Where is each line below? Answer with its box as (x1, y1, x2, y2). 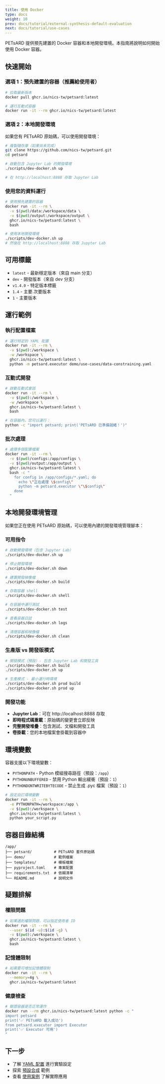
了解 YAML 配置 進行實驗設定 (12, 1061, 72, 1067)
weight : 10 (5, 16, 28, 21)
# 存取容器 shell (5, 588, 38, 594)
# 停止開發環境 (5, 561, 32, 566)
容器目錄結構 (5, 831, 45, 839)
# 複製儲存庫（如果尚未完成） (5, 143, 58, 148)
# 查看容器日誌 (5, 616, 32, 621)
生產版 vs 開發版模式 (5, 647, 55, 653)
